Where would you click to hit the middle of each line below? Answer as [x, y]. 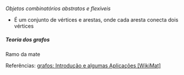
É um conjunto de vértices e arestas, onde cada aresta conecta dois [96, 20]
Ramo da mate [23, 54]
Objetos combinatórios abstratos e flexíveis [58, 8]
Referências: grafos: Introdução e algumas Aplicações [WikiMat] [83, 65]
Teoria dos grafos [28, 39]
